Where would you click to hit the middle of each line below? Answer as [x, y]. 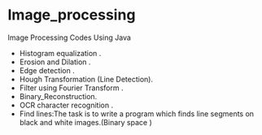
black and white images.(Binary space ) [85, 122]
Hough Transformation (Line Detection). [86, 79]
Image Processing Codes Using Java [70, 37]
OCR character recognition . [66, 105]
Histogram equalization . [60, 53]
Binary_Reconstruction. [58, 96]
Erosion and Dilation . [55, 62]
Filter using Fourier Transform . [71, 88]
